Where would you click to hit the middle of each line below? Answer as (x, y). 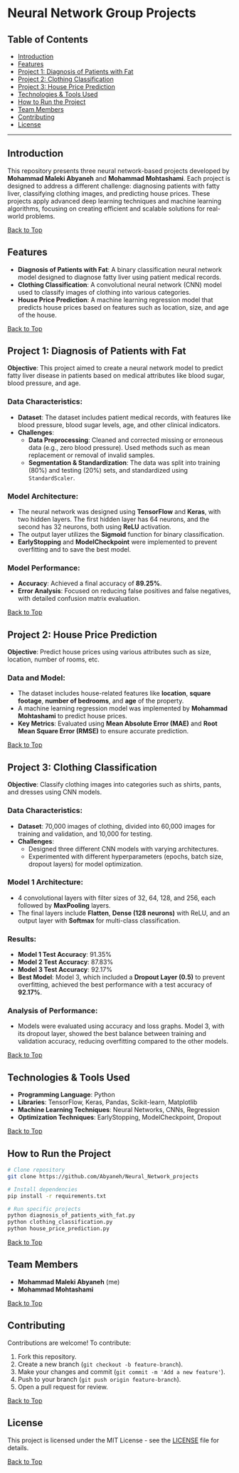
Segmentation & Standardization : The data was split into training (124, 462)
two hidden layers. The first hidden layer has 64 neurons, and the (113, 519)
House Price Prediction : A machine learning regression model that (115, 300)
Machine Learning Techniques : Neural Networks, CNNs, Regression (118, 1110)
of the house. (37, 315)
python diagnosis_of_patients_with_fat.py (71, 1215)
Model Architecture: (43, 496)
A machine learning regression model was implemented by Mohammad (122, 708)
